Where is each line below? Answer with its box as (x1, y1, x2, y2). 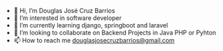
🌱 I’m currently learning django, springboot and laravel (13, 21, 169, 29)
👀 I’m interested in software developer (13, 14, 122, 22)
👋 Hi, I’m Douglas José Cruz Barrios (13, 7, 116, 14)
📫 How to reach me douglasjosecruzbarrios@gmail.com (13, 37, 175, 44)
